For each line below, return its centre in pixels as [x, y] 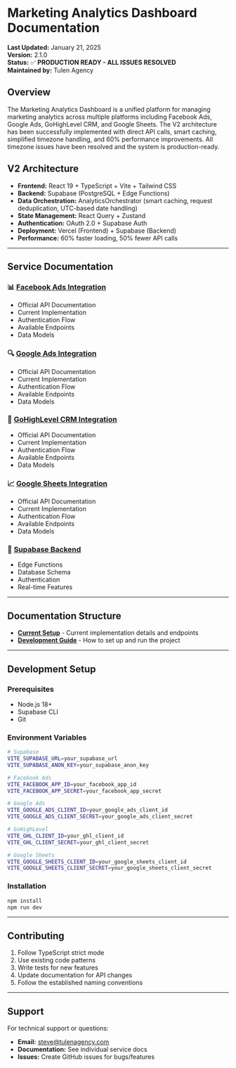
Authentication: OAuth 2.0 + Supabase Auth [82, 223]
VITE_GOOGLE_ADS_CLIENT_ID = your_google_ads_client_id [88, 810]
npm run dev [25, 907]
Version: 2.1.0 [27, 55]
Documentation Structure [64, 616]
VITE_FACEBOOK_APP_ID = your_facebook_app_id [72, 784]
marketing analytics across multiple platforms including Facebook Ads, [110, 117]
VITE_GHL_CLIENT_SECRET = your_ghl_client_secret [78, 842]
